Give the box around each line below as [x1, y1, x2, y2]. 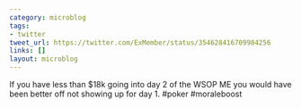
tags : [9, 21, 30, 30]
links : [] [9, 46, 47, 55]
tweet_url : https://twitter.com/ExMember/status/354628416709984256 [9, 37, 271, 47]
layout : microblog [9, 54, 78, 63]
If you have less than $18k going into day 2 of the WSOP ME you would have [9, 79, 292, 89]
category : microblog [9, 12, 87, 22]
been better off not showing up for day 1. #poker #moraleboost [9, 88, 243, 99]
